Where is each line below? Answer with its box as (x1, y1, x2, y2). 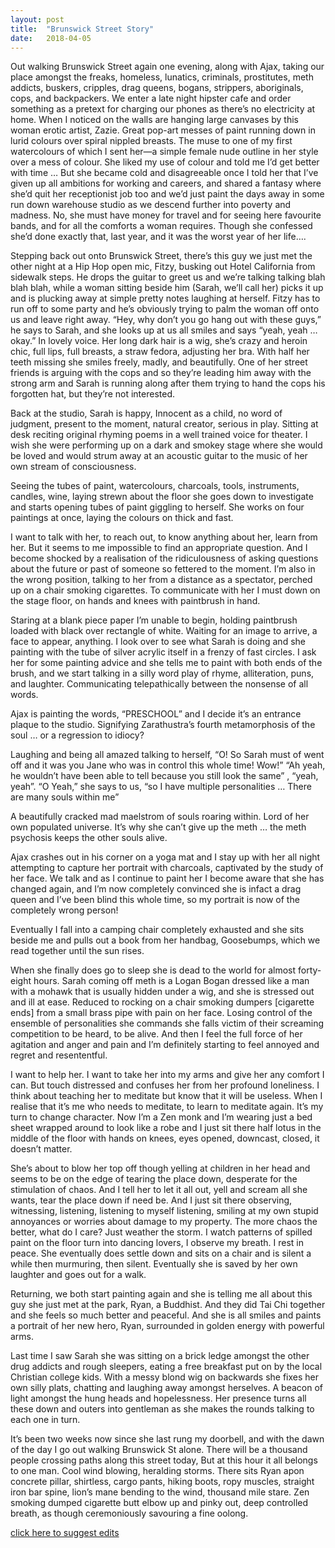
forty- (297, 964, 322, 976)
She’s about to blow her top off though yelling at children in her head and (10, 1162, 311, 1175)
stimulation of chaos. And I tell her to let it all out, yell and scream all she (10, 1184, 308, 1196)
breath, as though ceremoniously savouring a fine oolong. (10, 1507, 249, 1520)
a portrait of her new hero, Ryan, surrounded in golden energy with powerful (10, 1320, 325, 1332)
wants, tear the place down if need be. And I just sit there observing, (10, 1194, 293, 1206)
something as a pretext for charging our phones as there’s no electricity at (10, 103, 316, 115)
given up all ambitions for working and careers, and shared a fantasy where (10, 177, 322, 190)
